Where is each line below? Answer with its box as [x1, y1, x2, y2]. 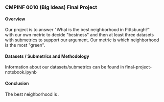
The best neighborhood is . [5, 91, 60, 97]
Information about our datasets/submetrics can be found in [5, 64, 124, 70]
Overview [5, 16, 25, 22]
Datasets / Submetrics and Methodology [5, 53, 90, 59]
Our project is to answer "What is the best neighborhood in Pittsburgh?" [5, 27, 150, 33]
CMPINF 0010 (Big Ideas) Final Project [5, 4, 97, 11]
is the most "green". [5, 42, 46, 48]
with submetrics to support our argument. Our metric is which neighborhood [5, 37, 159, 43]
